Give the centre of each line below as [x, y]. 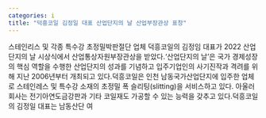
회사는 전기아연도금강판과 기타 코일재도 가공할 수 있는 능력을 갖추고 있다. [120, 96]
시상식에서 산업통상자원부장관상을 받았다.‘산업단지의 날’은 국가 [134, 56]
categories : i [32, 15]
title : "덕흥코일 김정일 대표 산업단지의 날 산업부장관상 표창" [98, 23]
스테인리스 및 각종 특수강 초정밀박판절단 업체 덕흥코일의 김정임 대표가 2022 [125, 46]
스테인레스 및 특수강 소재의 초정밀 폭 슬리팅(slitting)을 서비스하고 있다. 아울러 [136, 86]
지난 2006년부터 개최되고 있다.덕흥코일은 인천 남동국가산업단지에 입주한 [128, 76]
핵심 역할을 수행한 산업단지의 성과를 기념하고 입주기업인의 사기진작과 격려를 [133, 66]
